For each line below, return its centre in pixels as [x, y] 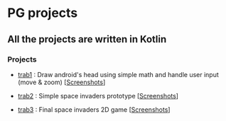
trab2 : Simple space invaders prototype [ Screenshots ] [98, 96]
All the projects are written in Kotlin [87, 39]
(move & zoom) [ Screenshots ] [61, 82]
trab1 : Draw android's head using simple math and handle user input [118, 74]
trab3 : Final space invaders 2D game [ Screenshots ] [94, 109]
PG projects [43, 13]
